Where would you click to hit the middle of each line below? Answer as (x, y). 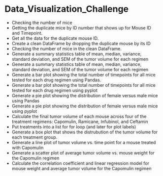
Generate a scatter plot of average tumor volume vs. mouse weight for (83, 152)
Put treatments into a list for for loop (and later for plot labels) (74, 126)
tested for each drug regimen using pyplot (55, 90)
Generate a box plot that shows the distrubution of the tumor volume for (85, 132)
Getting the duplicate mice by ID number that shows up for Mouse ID (81, 27)
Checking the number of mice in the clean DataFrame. (66, 49)
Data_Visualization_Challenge (67, 9)
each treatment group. (34, 137)
